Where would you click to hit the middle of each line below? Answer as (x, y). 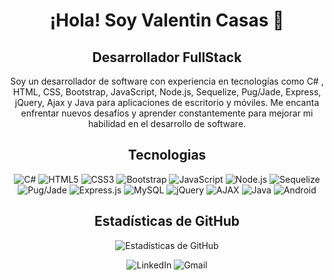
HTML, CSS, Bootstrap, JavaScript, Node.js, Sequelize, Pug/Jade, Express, (167, 92)
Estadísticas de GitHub (167, 221)
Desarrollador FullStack (167, 57)
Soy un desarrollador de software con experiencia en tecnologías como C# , (167, 81)
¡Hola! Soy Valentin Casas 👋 (167, 20)
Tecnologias (167, 155)
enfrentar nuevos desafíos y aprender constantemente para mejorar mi (167, 113)
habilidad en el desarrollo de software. (167, 123)
